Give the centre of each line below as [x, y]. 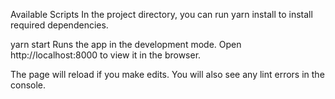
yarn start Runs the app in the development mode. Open [126, 44]
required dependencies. [59, 25]
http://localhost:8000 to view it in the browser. [106, 55]
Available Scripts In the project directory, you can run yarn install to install [161, 14]
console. [28, 85]
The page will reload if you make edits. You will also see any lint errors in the [167, 74]
